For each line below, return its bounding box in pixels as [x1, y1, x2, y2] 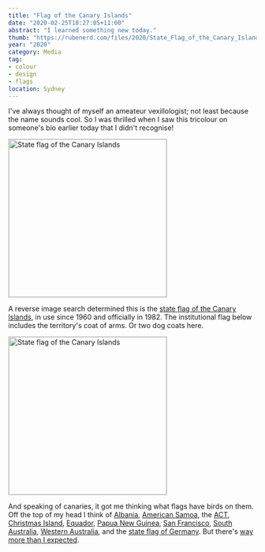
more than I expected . [8, 535, 80, 545]
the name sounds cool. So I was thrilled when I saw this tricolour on [8, 115, 228, 125]
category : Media [8, 48, 62, 56]
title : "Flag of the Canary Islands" [8, 11, 132, 20]
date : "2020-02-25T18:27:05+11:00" [8, 19, 125, 27]
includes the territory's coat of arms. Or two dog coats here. [8, 321, 203, 330]
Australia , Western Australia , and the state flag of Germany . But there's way [8, 527, 254, 536]
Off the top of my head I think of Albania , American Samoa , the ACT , [8, 510, 230, 520]
